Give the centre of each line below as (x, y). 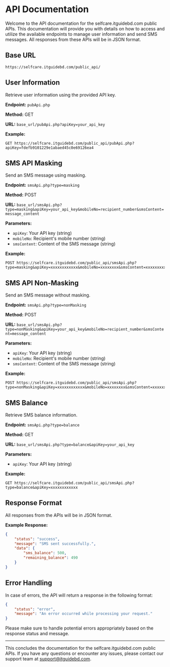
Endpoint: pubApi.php (28, 104)
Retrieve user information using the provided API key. (61, 95)
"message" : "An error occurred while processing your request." (83, 614)
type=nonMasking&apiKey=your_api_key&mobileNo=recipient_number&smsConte (85, 329)
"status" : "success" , (37, 539)
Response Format (34, 503)
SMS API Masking (34, 163)
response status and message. (37, 634)
